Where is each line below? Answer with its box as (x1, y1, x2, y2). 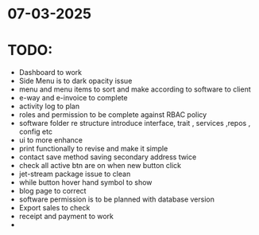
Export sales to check (18, 203, 91, 213)
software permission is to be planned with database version (18, 194, 215, 204)
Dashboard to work (18, 68, 83, 77)
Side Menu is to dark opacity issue (18, 76, 133, 86)
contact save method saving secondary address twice (18, 152, 197, 162)
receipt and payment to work (18, 212, 114, 221)
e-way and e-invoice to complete (18, 93, 128, 103)
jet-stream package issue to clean (18, 169, 131, 179)
